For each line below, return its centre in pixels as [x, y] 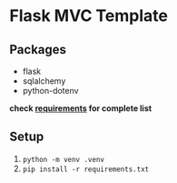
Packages [38, 50]
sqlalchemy [44, 81]
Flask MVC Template [88, 16]
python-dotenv [50, 91]
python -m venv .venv [63, 159]
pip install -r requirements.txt [86, 169]
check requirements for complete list [81, 108]
